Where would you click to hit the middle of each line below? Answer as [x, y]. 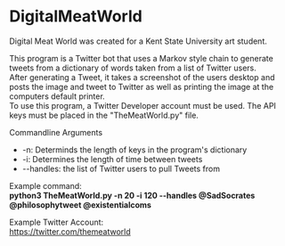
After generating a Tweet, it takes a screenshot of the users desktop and [142, 77]
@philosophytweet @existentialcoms [80, 205]
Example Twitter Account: [57, 222]
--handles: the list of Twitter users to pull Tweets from [121, 168]
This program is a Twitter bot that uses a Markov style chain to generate [141, 58]
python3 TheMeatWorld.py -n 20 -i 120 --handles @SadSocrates [132, 195]
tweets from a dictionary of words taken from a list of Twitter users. [133, 68]
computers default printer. [57, 96]
